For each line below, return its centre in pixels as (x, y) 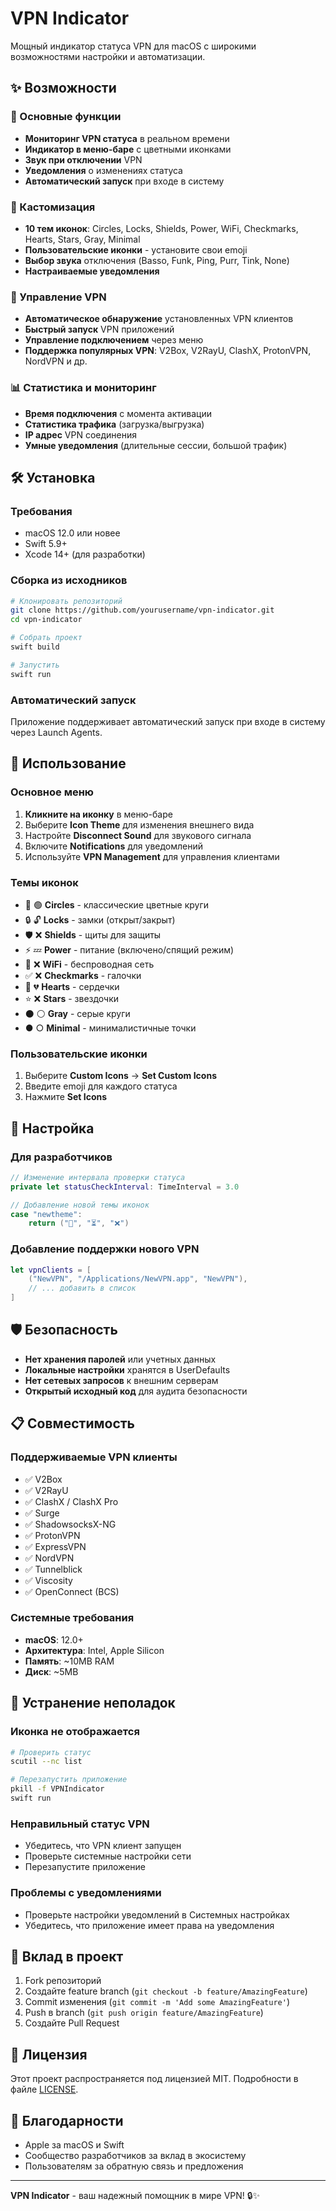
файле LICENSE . (44, 2089)
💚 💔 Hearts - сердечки (72, 986)
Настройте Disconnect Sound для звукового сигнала (138, 835)
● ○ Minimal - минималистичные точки (110, 1028)
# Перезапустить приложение (69, 1780)
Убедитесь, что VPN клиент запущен (103, 1846)
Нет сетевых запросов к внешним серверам (121, 1380)
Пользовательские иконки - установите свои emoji (136, 249)
